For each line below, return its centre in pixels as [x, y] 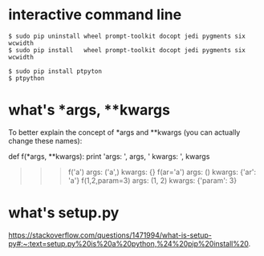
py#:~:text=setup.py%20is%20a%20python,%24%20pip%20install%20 [128, 243]
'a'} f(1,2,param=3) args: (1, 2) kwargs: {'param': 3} [152, 180]
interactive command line [95, 15]
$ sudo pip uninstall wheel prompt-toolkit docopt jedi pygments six [127, 36]
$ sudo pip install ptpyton [55, 71]
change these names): [45, 140]
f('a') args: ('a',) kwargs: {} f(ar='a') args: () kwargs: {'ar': [162, 172]
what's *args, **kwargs [89, 110]
